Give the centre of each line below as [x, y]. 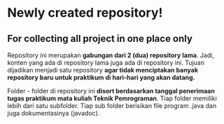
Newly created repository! [85, 13]
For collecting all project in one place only [100, 39]
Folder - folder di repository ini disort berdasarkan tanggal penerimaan [111, 91]
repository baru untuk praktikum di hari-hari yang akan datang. [101, 77]
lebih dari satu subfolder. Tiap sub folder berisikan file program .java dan [112, 106]
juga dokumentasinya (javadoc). [54, 113]
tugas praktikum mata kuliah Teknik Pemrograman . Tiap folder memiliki [112, 98]
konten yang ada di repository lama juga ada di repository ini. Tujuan [106, 63]
